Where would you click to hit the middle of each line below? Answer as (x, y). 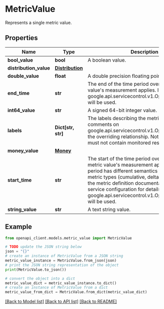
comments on (103, 124)
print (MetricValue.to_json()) (36, 270)
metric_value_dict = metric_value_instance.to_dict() (61, 283)
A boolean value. (107, 60)
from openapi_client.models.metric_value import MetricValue (69, 238)
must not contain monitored (119, 143)
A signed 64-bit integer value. (122, 110)
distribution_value (29, 68)
